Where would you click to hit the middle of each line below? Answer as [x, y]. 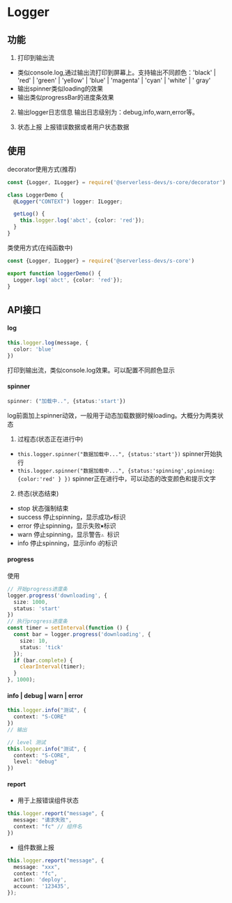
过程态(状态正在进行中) [50, 439]
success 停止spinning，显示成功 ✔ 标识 [71, 517]
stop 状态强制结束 [43, 508]
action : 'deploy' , [40, 880]
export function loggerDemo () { [54, 273]
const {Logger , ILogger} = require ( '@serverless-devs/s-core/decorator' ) [117, 182]
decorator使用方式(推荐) [42, 169]
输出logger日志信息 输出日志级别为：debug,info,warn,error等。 [108, 112]
